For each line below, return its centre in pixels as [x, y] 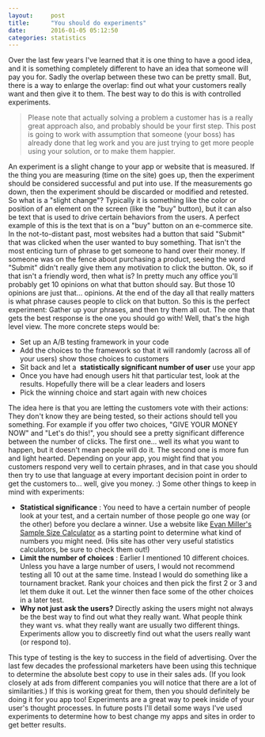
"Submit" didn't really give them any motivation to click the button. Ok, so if [131, 268]
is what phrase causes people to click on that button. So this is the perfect [129, 301]
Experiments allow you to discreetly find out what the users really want [135, 634]
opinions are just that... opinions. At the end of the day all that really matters [131, 293]
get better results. [37, 725]
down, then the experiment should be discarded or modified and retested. [129, 192]
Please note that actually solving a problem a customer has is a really [140, 118]
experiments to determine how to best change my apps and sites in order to [132, 716]
